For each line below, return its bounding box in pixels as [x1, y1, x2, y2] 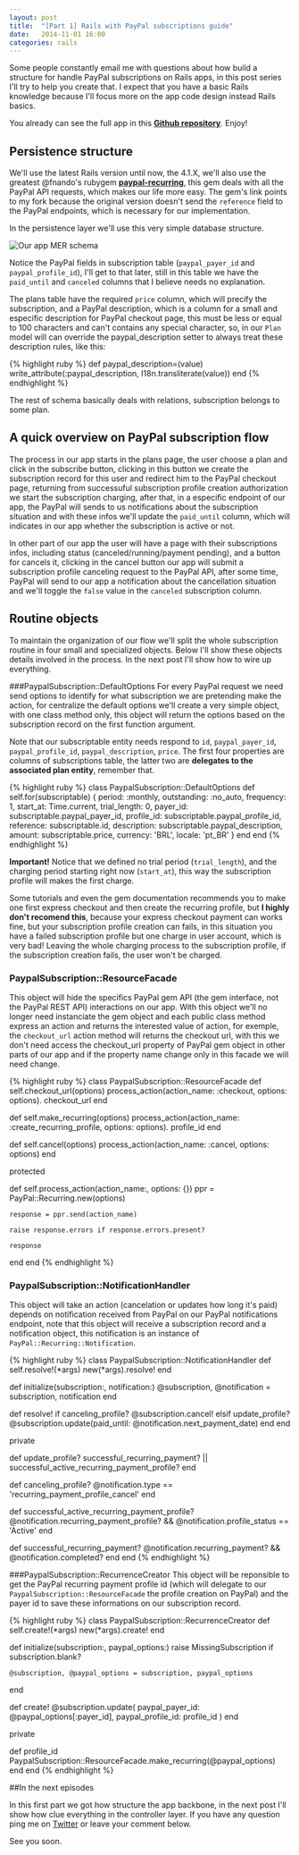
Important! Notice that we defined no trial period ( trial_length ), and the [9, 856, 278, 867]
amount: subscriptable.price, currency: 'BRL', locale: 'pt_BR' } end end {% [9, 829, 280, 840]
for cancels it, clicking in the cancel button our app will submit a [9, 556, 244, 568]
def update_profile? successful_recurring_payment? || [9, 1453, 208, 1463]
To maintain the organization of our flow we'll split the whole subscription [9, 635, 278, 645]
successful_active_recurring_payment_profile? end [9, 1463, 196, 1473]
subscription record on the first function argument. [9, 719, 196, 729]
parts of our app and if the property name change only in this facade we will [9, 1049, 289, 1059]
